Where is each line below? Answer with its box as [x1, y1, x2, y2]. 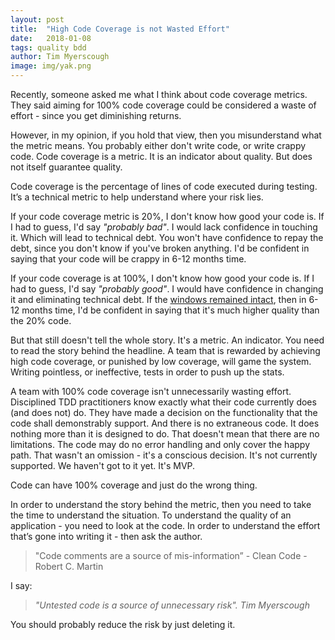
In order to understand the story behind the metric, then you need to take [10, 499, 312, 510]
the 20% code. [10, 315, 72, 326]
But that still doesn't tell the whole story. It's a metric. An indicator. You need [10, 334, 325, 346]
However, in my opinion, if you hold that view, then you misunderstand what [10, 129, 322, 141]
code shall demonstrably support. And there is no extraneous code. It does [10, 417, 320, 429]
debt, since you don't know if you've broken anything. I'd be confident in [10, 242, 310, 254]
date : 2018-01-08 [10, 33, 92, 43]
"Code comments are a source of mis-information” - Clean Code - [34, 550, 308, 561]
